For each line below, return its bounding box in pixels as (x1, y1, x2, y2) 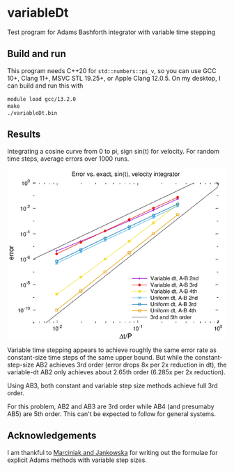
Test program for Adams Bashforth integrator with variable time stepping (7, 28, 216, 36)
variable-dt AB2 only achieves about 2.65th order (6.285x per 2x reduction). (7, 367, 226, 376)
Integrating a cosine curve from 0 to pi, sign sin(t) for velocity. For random (7, 147, 219, 155)
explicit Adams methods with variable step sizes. (7, 456, 148, 464)
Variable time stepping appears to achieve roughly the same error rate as (7, 346, 217, 354)
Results (7, 129, 41, 141)
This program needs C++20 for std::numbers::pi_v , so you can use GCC (7, 66, 217, 74)
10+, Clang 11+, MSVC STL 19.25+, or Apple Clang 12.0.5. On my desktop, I (7, 74, 221, 82)
